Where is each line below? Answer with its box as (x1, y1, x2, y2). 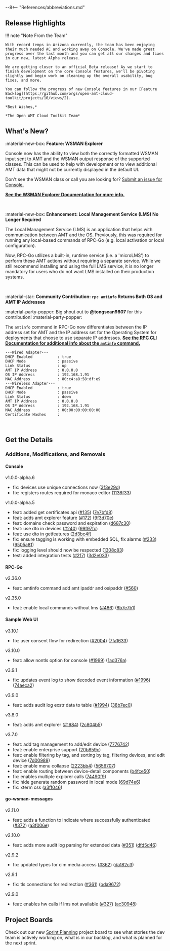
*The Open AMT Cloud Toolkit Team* (5, 113, 80, 118)
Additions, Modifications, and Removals (5, 451, 106, 458)
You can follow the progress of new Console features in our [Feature (5, 86, 157, 92)
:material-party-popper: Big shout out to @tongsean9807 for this (5, 309, 142, 315)
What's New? (5, 127, 49, 136)
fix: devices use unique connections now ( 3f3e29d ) (12, 484, 120, 491)
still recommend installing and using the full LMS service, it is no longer (5, 263, 154, 269)
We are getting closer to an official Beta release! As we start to (5, 64, 153, 69)
